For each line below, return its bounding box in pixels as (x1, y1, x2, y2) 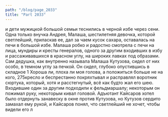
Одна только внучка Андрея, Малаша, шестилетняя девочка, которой (5, 31, 155, 37)
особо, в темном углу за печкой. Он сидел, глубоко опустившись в (5, 64, 150, 70)
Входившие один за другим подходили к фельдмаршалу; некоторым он (5, 85, 160, 91)
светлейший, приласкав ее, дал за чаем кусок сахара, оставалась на (5, 36, 155, 43)
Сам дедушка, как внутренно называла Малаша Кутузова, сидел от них (5, 58, 160, 64)
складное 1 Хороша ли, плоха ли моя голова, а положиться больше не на (5, 69, 163, 75)
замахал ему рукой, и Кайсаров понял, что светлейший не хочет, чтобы (5, 101, 160, 107)
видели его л (5, 106, 33, 112)
